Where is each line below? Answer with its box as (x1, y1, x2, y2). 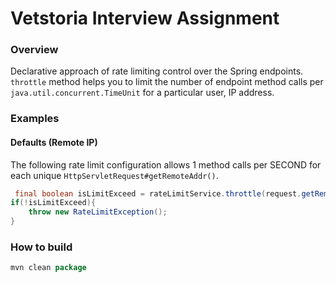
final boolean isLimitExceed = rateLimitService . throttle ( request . (14, 188, 302, 199)
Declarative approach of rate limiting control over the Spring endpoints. (10, 65, 304, 77)
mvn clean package (10, 263, 87, 273)
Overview (10, 43, 59, 57)
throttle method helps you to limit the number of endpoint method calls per (10, 76, 324, 88)
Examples (10, 112, 60, 126)
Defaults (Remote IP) (10, 137, 98, 148)
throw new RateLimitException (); (28, 207, 168, 217)
